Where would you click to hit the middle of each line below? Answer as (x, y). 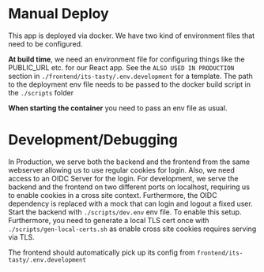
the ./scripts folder (41, 92)
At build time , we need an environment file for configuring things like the (126, 59)
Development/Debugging (93, 140)
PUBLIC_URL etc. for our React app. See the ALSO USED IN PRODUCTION (121, 67)
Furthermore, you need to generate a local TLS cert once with (109, 220)
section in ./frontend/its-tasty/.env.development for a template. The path (130, 76)
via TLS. (22, 237)
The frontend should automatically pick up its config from (102, 252)
